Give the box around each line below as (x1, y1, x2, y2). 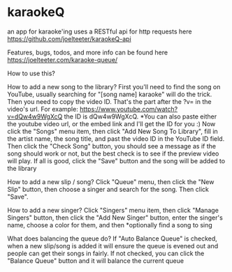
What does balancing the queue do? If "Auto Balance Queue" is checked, (7, 234, 218, 243)
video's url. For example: (7, 105, 78, 113)
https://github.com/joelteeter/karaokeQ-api (7, 34, 131, 43)
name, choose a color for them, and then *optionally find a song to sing (7, 220, 213, 229)
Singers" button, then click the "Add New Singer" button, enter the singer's (7, 213, 224, 222)
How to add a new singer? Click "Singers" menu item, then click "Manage (7, 206, 219, 214)
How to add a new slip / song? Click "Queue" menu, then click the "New (7, 177, 215, 186)
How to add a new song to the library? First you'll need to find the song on (7, 82, 221, 91)
